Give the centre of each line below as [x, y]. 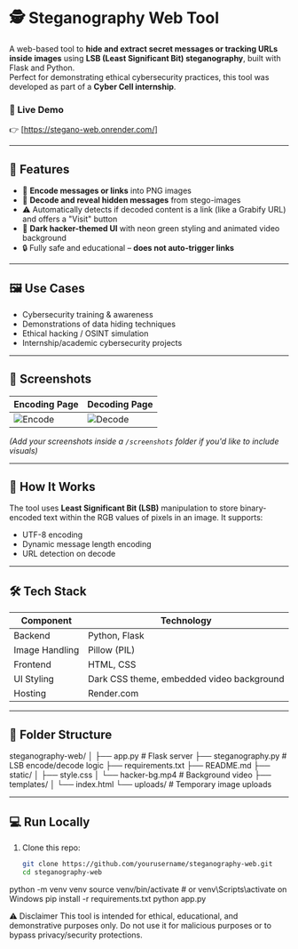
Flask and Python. [42, 68]
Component [47, 621]
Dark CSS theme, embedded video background [186, 680]
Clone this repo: [51, 848]
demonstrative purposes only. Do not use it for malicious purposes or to [141, 925]
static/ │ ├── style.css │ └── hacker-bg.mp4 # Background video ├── [141, 775]
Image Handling [47, 650]
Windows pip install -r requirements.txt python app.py [108, 898]
